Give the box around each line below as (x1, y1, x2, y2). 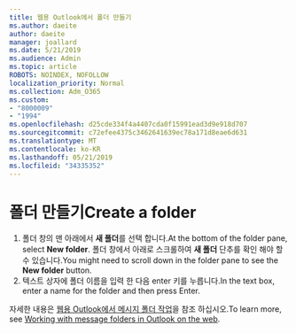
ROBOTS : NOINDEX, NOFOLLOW (9, 71, 109, 80)
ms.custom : (9, 95, 50, 105)
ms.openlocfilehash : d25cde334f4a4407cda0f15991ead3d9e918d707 (9, 120, 248, 129)
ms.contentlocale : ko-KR (9, 144, 101, 153)
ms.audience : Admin (9, 54, 82, 63)
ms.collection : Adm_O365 (9, 87, 101, 96)
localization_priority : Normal (9, 79, 125, 88)
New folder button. (21, 265, 92, 275)
